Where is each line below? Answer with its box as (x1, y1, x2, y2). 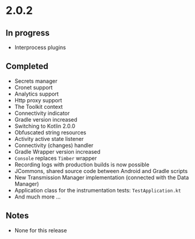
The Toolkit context (14, 103, 63, 110)
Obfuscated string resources (14, 128, 87, 136)
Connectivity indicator (14, 110, 70, 117)
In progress (5, 28, 50, 38)
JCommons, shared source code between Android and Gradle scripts (14, 167, 188, 174)
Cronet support (14, 83, 53, 91)
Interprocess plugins (14, 44, 66, 51)
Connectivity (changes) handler (14, 142, 94, 149)
